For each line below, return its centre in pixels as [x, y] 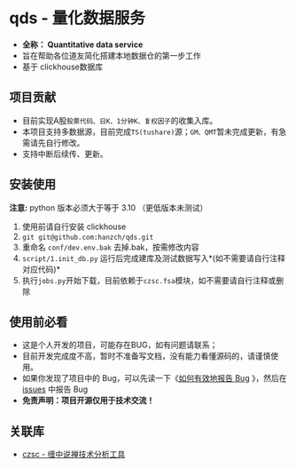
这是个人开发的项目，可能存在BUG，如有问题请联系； [120, 345]
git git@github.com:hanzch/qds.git [88, 237]
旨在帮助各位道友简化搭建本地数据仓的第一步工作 [111, 55]
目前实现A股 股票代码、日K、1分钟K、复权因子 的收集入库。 [120, 120]
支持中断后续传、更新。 [65, 154]
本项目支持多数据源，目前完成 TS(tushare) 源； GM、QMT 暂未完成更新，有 [150, 131]
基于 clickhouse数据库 [62, 67]
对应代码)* [41, 269]
